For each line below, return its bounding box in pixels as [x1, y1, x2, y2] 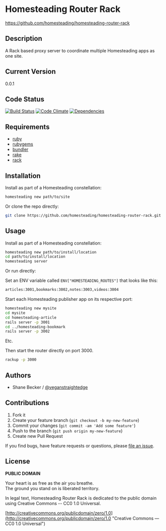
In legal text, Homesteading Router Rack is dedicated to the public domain [5, 495, 157, 501]
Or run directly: [5, 268, 36, 274]
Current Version [5, 67, 56, 76]
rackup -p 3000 [5, 357, 37, 362]
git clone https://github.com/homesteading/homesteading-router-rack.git [5, 213, 162, 218]
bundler [12, 146, 29, 152]
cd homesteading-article [5, 315, 57, 320]
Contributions [5, 398, 49, 407]
